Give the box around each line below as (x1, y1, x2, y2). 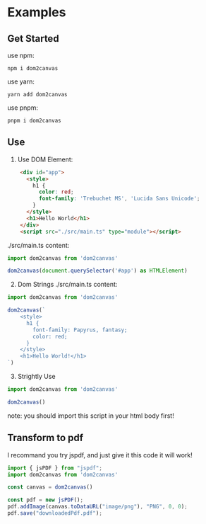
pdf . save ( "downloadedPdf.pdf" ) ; (7, 510, 102, 517)
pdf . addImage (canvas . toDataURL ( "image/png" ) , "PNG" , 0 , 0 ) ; (7, 503, 188, 511)
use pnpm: (7, 103, 39, 112)
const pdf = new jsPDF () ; (7, 496, 83, 503)
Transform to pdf (7, 432, 83, 444)
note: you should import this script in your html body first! (7, 411, 174, 420)
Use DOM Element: (17, 155, 73, 164)
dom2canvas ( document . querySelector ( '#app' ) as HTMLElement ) (7, 267, 188, 275)
